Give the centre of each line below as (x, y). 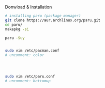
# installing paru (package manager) (43, 16)
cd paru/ (14, 25)
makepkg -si (17, 29)
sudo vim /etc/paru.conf (30, 76)
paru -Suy (15, 38)
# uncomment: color (25, 55)
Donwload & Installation (29, 7)
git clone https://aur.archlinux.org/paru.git (53, 20)
